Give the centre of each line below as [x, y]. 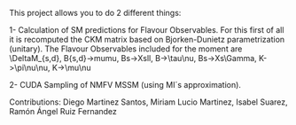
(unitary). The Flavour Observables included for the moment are [126, 49]
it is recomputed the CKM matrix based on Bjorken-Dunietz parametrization [147, 39]
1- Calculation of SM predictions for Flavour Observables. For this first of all [147, 30]
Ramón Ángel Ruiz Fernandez [63, 111]
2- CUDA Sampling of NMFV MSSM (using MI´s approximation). [125, 85]
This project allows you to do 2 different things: [95, 13]
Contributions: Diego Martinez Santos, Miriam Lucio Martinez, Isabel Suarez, [148, 102]
